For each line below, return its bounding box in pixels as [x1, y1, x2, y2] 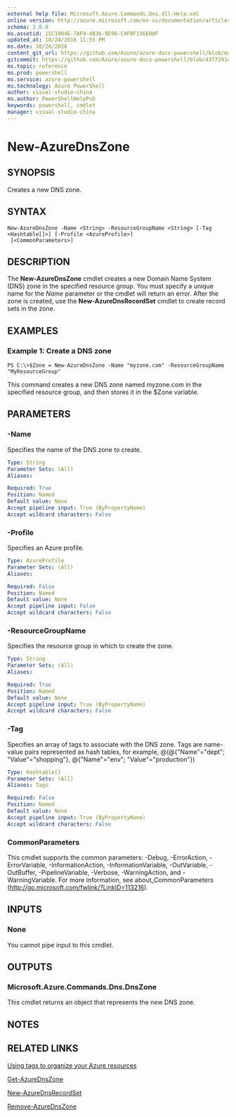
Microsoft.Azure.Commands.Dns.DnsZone [7, 982, 157, 992]
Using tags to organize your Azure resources [7, 1061, 137, 1070]
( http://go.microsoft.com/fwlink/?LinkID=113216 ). [7, 883, 149, 891]
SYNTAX [7, 206, 47, 218]
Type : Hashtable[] [7, 769, 61, 776]
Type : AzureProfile [7, 557, 65, 564]
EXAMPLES [7, 324, 58, 336]
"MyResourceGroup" [7, 368, 61, 375]
